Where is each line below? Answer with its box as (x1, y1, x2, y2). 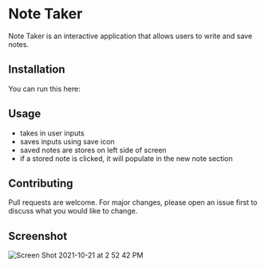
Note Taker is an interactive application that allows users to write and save (8, 31, 253, 41)
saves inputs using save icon (19, 136, 115, 146)
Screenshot (8, 229, 68, 243)
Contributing (8, 176, 73, 190)
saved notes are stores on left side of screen (19, 145, 167, 155)
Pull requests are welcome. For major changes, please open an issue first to (8, 198, 258, 207)
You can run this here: (8, 84, 81, 93)
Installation (8, 63, 65, 77)
